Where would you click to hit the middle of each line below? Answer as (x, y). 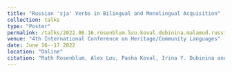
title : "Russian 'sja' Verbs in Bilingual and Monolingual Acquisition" (114, 13)
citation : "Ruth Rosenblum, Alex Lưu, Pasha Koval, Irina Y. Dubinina (111, 58)
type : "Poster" (29, 26)
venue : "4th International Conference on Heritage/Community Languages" (114, 39)
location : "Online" (35, 52)
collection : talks (33, 20)
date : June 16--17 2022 (41, 45)
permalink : (23, 33)
